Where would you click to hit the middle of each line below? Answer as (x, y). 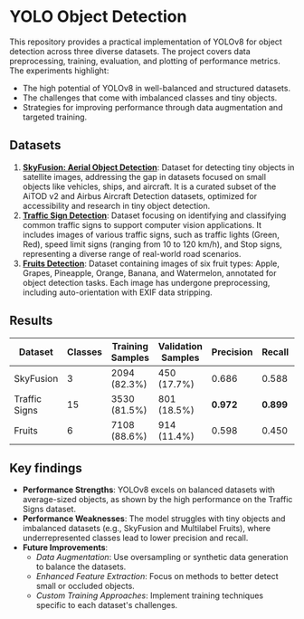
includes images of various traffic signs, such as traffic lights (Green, (151, 234)
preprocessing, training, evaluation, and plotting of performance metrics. (145, 61)
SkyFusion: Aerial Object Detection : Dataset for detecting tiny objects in (158, 167)
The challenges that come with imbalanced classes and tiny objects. (150, 98)
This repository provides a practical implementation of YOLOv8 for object (146, 42)
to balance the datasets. (81, 567)
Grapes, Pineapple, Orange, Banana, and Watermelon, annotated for (149, 272)
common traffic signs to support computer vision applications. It (142, 224)
